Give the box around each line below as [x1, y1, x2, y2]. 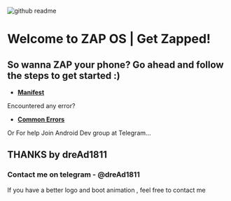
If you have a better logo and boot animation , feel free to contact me [7, 186, 206, 194]
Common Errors [17, 115, 65, 124]
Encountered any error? [7, 102, 76, 110]
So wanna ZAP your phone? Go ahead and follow [7, 59, 224, 70]
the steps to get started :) [7, 70, 120, 82]
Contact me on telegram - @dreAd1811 [7, 170, 140, 179]
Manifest [17, 88, 45, 96]
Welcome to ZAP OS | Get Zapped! [7, 31, 211, 47]
